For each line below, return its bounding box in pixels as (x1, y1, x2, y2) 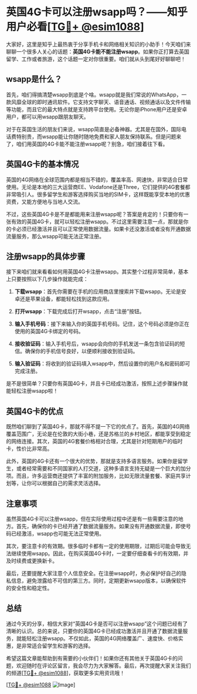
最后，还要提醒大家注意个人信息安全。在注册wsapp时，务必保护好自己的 (6, 570, 182, 577)
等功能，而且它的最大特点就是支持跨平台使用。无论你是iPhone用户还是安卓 (6, 105, 188, 112)
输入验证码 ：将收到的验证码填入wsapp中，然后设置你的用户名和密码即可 (14, 360, 191, 367)
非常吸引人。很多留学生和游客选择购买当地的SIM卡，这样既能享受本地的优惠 (6, 191, 191, 198)
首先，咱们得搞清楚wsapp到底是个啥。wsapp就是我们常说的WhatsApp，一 (6, 91, 187, 98)
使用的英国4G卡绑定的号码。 (14, 328, 84, 335)
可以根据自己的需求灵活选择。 (31, 480, 104, 487)
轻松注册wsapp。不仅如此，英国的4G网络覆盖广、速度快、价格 (26, 635, 179, 642)
